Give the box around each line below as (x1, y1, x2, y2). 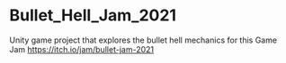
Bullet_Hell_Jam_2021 (9, 5, 177, 26)
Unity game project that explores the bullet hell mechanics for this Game (9, 35, 277, 45)
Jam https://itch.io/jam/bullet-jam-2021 (9, 43, 155, 54)
